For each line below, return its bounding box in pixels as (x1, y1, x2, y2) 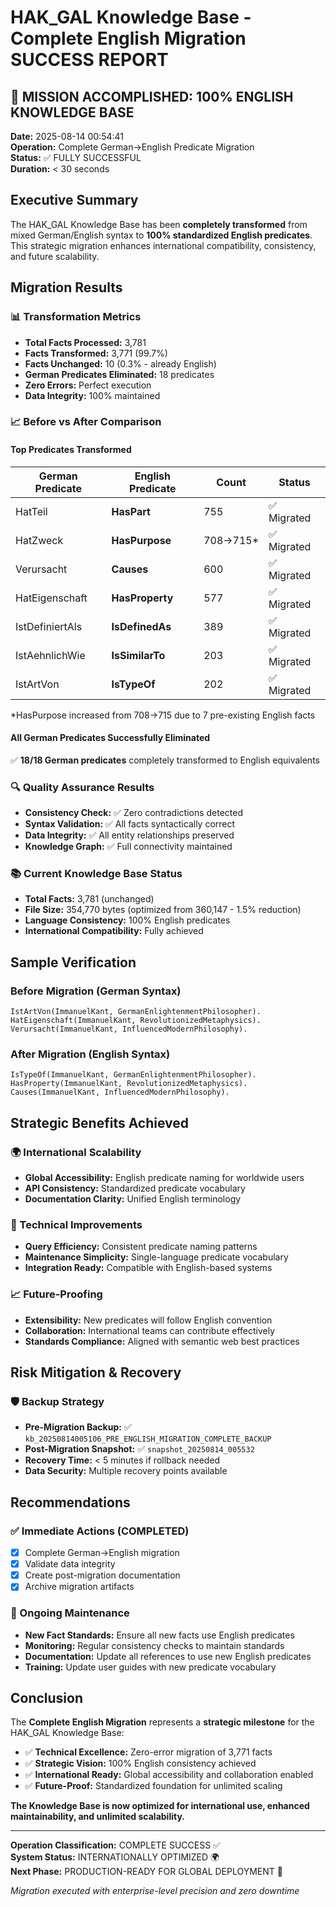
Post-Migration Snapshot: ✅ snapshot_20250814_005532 (24, 1443, 255, 1455)
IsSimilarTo (111, 648, 166, 662)
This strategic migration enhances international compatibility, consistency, (10, 239, 317, 251)
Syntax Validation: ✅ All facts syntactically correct (24, 818, 236, 830)
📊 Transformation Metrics (10, 310, 142, 324)
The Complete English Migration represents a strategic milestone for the (10, 1716, 315, 1728)
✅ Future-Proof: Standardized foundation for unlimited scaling (24, 1780, 283, 1792)
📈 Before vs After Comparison (10, 415, 162, 429)
